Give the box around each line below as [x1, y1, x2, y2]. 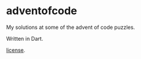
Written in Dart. [6, 35, 43, 42]
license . [6, 46, 26, 54]
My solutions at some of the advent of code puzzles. [6, 24, 135, 31]
